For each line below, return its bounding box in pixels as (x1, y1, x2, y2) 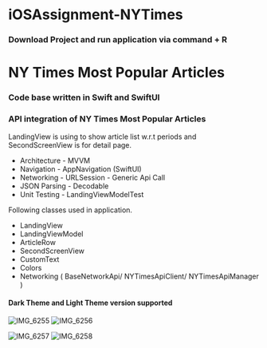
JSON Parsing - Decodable (19, 181, 109, 191)
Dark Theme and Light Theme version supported (8, 298, 173, 308)
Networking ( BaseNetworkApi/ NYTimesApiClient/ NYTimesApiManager (19, 271, 259, 281)
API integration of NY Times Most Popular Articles (8, 113, 206, 125)
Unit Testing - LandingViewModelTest (19, 189, 144, 199)
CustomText (19, 254, 60, 264)
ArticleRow (19, 237, 56, 247)
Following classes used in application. (8, 205, 133, 215)
